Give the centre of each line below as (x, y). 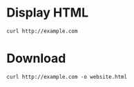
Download (36, 58)
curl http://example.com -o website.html (67, 77)
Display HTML (48, 13)
